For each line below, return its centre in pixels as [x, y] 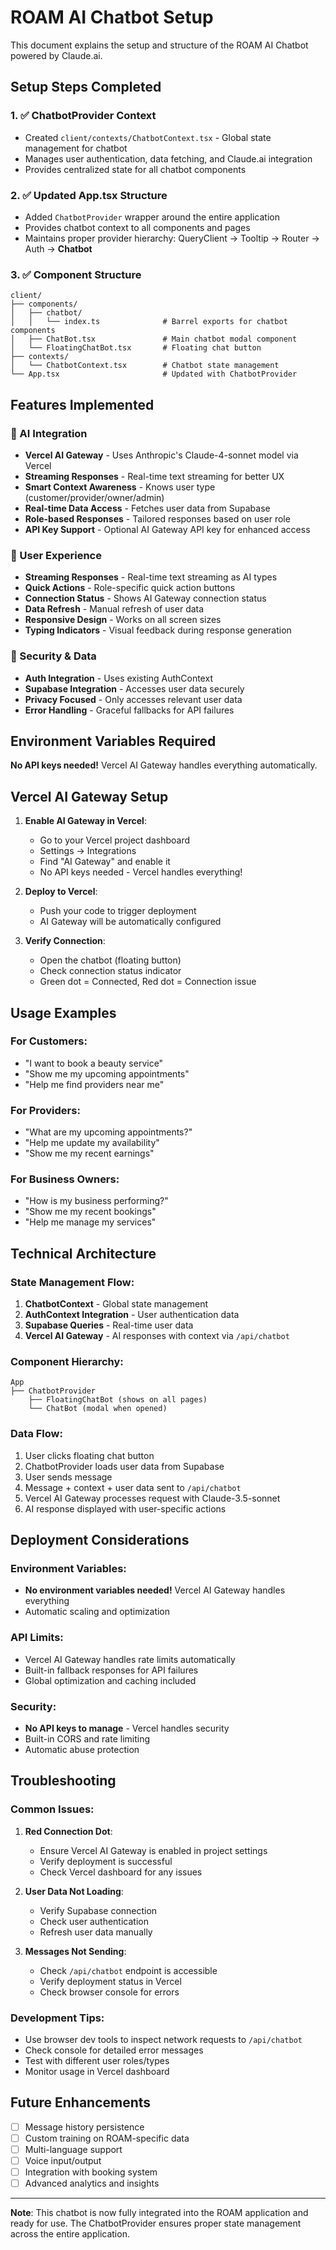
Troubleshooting [63, 1781]
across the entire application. [70, 2234]
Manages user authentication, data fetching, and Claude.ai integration [168, 158]
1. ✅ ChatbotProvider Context [83, 116]
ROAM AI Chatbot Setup [112, 17]
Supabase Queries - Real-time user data [109, 1325]
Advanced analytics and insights [92, 2183]
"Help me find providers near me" [94, 1084]
